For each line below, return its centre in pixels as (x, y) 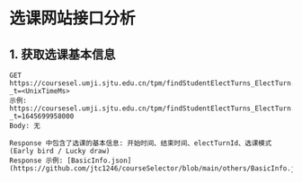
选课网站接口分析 (73, 18)
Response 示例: (36, 160)
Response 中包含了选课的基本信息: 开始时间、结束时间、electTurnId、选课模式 (141, 143)
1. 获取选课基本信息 (62, 54)
